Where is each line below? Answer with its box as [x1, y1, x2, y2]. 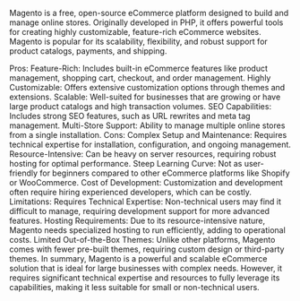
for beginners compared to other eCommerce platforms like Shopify [39, 168, 290, 178]
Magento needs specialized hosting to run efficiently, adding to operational [9, 225, 287, 236]
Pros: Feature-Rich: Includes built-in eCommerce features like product [9, 63, 269, 73]
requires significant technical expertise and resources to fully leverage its [9, 272, 280, 283]
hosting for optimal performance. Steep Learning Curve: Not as [9, 159, 243, 168]
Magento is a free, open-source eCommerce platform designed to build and [9, 8, 289, 18]
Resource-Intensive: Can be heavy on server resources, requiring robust [9, 149, 277, 159]
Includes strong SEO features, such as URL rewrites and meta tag [9, 111, 251, 121]
